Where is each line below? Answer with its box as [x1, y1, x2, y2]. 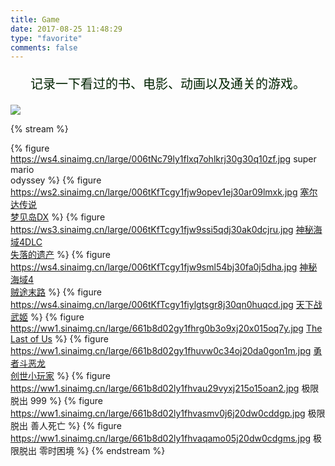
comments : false [10, 42, 78, 53]
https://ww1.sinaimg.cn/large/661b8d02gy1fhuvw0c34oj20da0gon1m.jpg [10, 345, 312, 357]
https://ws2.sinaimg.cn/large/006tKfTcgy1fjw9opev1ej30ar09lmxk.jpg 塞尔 [10, 186, 318, 198]
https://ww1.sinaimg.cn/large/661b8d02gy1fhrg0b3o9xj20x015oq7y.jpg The [10, 322, 323, 335]
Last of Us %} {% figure [10, 333, 109, 345]
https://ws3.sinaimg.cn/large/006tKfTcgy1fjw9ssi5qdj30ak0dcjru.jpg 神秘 [10, 224, 314, 236]
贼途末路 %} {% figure [10, 286, 102, 298]
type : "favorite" [10, 33, 83, 43]
